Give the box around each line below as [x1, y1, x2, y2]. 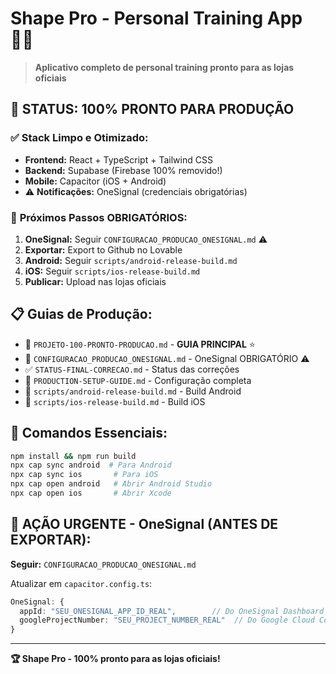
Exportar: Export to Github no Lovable [24, 243, 183, 256]
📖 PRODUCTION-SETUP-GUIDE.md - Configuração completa [24, 374, 252, 386]
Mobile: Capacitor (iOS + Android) [24, 175, 167, 187]
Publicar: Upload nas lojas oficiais [24, 275, 167, 287]
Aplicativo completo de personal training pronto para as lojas [34, 61, 295, 73]
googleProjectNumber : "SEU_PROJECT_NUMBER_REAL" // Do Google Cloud [19, 615, 315, 626]
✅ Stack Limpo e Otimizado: [10, 131, 149, 145]
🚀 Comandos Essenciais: [10, 425, 168, 442]
